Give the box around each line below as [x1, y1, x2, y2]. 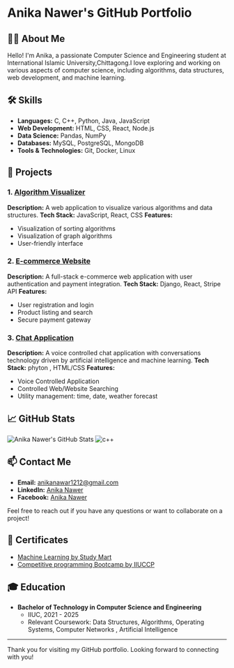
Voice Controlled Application [17, 377, 100, 385]
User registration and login [17, 300, 94, 309]
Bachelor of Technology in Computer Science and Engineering [17, 603, 202, 611]
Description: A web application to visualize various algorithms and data [7, 203, 213, 211]
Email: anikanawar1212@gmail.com [17, 478, 119, 487]
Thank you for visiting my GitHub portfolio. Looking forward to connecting [7, 646, 219, 654]
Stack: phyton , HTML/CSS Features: [7, 364, 115, 372]
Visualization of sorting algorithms [17, 224, 116, 232]
